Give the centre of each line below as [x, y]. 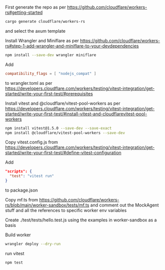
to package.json [22, 190]
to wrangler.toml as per [29, 83]
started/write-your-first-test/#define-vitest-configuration [63, 153]
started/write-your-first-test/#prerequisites [49, 93]
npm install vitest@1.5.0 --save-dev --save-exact [58, 128]
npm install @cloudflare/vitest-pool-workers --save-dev [65, 133]
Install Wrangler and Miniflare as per [42, 40]
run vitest [15, 253]
